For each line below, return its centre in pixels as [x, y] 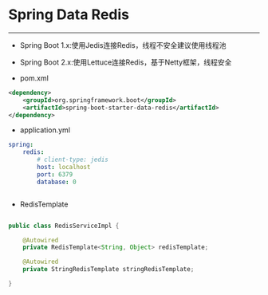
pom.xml [34, 78]
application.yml [45, 130]
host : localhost [64, 167]
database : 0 [57, 182]
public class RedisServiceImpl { [64, 226]
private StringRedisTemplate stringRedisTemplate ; [108, 269]
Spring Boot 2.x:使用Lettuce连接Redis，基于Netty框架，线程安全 [126, 62]
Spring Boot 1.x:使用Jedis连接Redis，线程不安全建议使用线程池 [123, 45]
